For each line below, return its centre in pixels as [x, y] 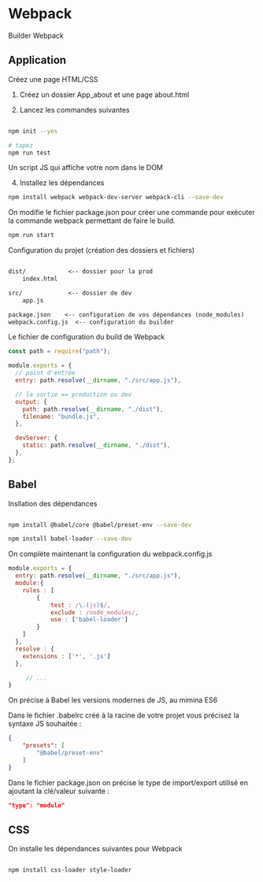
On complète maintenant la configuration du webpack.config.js [110, 554]
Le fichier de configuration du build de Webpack [87, 337]
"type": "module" [37, 805]
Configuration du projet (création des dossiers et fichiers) [102, 250]
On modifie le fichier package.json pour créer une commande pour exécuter [131, 213]
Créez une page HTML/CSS [53, 79]
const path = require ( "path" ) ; [59, 351]
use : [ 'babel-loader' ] [89, 620]
